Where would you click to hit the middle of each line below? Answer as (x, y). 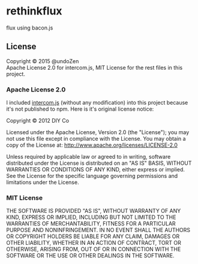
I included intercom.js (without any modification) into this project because (97, 103)
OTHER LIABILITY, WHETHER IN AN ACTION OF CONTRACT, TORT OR (94, 243)
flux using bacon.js (30, 28)
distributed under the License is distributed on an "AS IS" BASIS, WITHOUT (99, 163)
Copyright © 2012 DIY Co (38, 121)
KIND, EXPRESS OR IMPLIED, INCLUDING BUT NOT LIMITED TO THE (91, 217)
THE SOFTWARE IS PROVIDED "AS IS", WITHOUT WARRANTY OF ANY (94, 211)
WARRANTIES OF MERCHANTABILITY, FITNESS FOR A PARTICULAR (91, 224)
